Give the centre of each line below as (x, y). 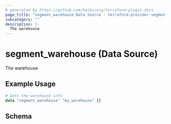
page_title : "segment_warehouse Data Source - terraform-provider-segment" (87, 15)
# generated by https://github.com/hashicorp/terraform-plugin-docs (79, 10)
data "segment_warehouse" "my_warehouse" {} (53, 100)
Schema (19, 117)
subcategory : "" (22, 19)
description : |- (22, 24)
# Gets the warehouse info (34, 96)
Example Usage (31, 84)
